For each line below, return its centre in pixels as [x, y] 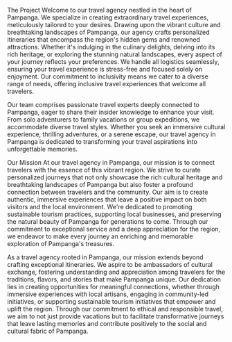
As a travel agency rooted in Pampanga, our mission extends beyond [105, 257]
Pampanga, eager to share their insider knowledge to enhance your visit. [111, 112]
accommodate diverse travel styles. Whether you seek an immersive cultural [116, 127]
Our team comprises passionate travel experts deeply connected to [103, 105]
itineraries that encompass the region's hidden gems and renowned [104, 40]
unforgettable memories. [43, 149]
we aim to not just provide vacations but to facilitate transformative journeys [116, 316]
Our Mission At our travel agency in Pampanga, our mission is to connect [111, 162]
